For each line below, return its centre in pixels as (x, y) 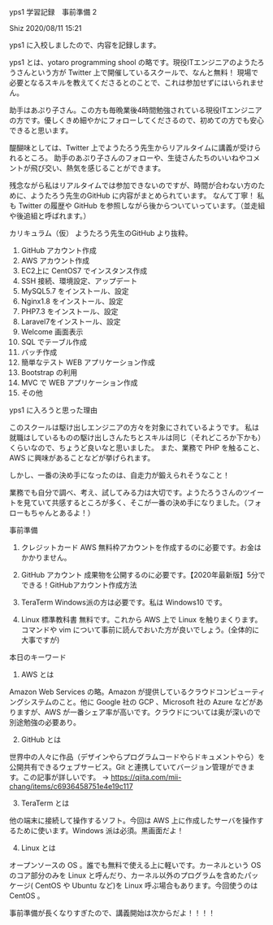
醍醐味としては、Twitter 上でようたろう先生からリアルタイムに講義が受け (132, 148)
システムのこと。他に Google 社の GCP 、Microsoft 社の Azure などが (140, 702)
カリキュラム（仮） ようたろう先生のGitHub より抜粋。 (101, 233)
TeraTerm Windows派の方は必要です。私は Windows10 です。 (123, 602)
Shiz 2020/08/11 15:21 (45, 28)
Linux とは (38, 848)
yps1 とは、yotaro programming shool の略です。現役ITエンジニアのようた (134, 62)
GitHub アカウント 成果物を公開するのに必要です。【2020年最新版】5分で (143, 575)
